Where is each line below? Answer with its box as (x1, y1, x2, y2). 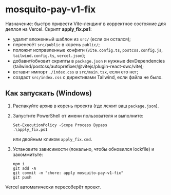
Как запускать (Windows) (5, 89, 92, 98)
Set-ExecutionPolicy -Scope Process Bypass (12, 122, 108, 128)
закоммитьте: (12, 151, 43, 158)
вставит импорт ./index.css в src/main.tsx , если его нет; (12, 68, 139, 75)
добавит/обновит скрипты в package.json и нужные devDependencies (12, 57, 165, 64)
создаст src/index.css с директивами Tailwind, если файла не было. (12, 74, 163, 80)
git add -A (12, 166, 36, 171)
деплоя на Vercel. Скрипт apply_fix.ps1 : (5, 26, 92, 32)
